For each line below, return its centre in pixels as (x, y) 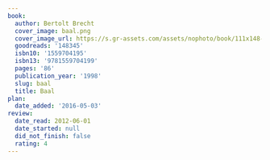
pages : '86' (35, 69)
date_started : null (48, 128)
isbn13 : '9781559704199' (56, 61)
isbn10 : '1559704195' (51, 53)
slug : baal (33, 83)
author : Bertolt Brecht (54, 23)
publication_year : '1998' (58, 76)
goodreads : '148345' (49, 46)
